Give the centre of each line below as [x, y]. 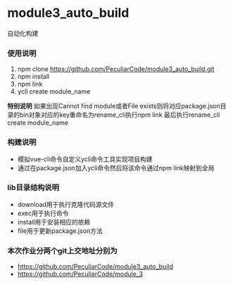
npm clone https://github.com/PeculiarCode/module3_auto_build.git [116, 69]
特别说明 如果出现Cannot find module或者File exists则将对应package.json [114, 106]
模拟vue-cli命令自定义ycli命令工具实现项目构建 [85, 159]
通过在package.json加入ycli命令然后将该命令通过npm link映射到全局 [116, 167]
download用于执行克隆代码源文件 [66, 204]
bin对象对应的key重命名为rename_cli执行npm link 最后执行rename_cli [120, 115]
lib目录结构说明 [33, 188]
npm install [33, 77]
